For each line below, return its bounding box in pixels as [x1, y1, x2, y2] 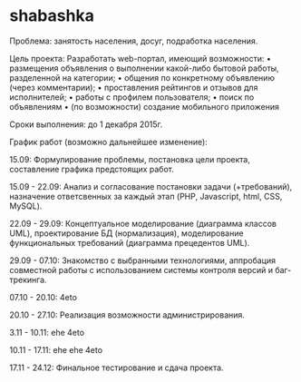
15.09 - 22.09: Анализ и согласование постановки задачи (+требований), [9, 181, 293, 191]
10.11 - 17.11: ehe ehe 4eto [9, 344, 102, 355]
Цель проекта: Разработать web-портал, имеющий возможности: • [9, 53, 272, 64]
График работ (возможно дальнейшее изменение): [9, 136, 209, 147]
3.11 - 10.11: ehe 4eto [9, 327, 84, 338]
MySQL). [9, 201, 43, 211]
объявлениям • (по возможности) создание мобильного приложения [9, 101, 279, 112]
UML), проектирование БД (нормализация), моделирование [9, 228, 244, 239]
